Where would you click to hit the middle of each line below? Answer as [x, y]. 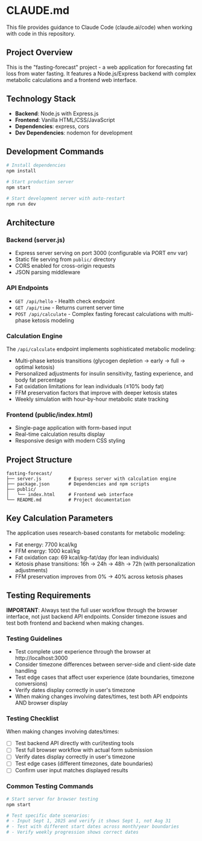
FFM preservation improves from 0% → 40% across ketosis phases [99, 576]
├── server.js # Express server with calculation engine [91, 479]
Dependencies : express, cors [52, 126]
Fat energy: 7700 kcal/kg [46, 544]
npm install [21, 171]
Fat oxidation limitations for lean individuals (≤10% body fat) [90, 386]
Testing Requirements [49, 595]
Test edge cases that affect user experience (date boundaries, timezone [105, 677]
